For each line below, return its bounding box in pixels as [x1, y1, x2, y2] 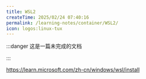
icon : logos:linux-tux [6, 25, 63, 32]
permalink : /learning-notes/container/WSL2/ [6, 20, 119, 26]
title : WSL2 [6, 8, 36, 15]
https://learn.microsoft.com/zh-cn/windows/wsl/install [6, 66, 140, 74]
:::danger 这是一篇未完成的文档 [6, 42, 82, 50]
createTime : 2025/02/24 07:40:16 [6, 14, 89, 20]
